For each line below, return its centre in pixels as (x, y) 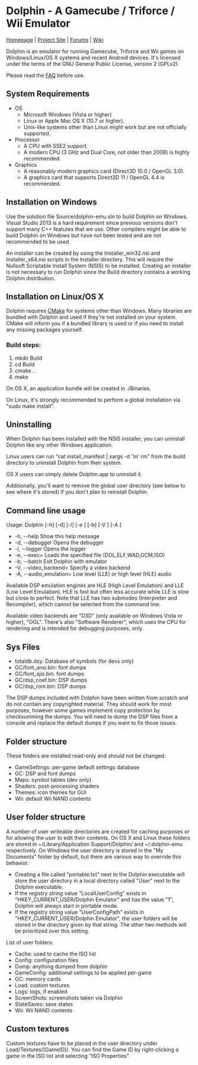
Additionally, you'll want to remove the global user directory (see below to (96, 485)
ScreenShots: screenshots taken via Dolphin (69, 998)
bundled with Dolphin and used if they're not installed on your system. (92, 317)
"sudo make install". (30, 406)
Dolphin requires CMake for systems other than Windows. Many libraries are (99, 311)
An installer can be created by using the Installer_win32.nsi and (83, 253)
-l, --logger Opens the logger (50, 549)
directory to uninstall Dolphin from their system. (64, 463)
